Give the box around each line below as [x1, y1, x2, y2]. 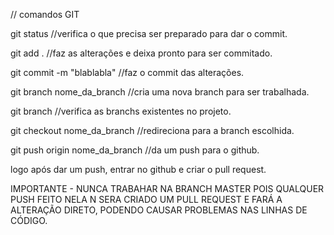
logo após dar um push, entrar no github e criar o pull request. [10, 164, 267, 175]
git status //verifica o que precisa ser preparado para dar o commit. [10, 28, 288, 39]
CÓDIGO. [10, 215, 48, 226]
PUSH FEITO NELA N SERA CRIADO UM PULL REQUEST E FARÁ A [10, 194, 283, 205]
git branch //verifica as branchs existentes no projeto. [10, 105, 232, 117]
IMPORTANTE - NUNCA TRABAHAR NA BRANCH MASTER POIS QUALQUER [10, 183, 325, 194]
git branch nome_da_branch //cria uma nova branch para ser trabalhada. [10, 86, 310, 98]
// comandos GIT [10, 9, 80, 20]
